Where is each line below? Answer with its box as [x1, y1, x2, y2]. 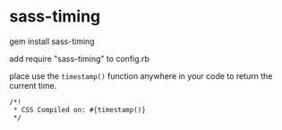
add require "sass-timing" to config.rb [9, 53, 150, 64]
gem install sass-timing [9, 36, 96, 47]
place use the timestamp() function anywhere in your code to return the [9, 70, 273, 82]
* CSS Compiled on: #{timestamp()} [13, 105, 146, 114]
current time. [9, 80, 57, 91]
